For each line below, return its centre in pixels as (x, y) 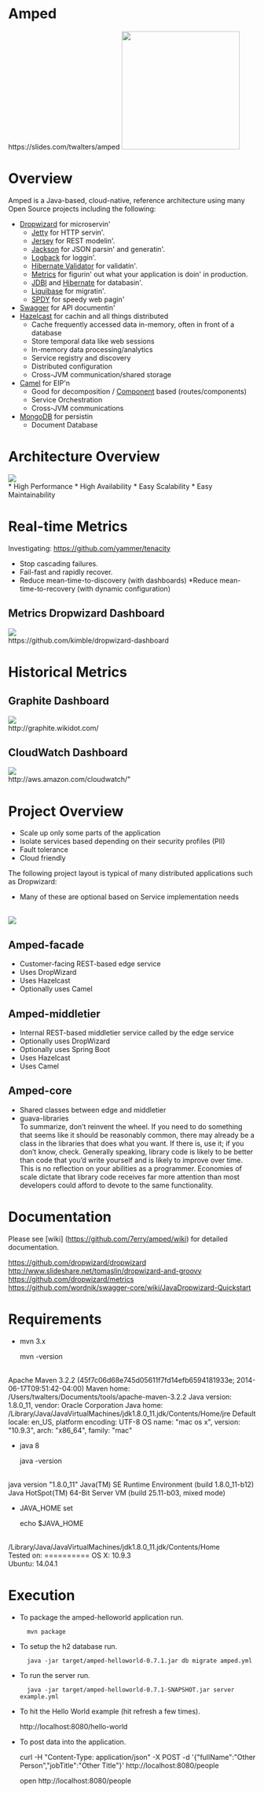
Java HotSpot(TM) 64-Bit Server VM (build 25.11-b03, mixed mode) (117, 1492)
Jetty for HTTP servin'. (68, 232)
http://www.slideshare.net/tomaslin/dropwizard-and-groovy (105, 1271)
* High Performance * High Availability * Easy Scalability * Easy (110, 486)
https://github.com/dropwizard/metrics (71, 1279)
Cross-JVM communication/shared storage (101, 374)
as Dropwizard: (33, 882)
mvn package (46, 1632)
